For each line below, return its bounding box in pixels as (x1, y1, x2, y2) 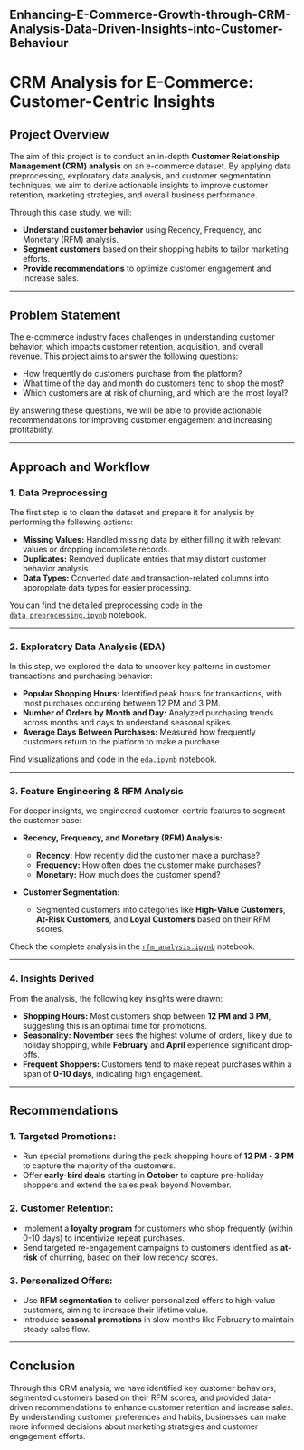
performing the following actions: (9, 516, 133, 527)
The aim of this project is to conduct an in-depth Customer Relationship (9, 151, 280, 162)
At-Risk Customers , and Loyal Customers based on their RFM (35, 914, 271, 925)
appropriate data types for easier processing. (22, 581, 192, 592)
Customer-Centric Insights (9, 91, 215, 111)
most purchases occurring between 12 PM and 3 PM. (22, 697, 221, 709)
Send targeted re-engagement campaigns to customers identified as (22, 1242, 279, 1253)
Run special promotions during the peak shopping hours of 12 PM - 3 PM (22, 1150, 294, 1162)
